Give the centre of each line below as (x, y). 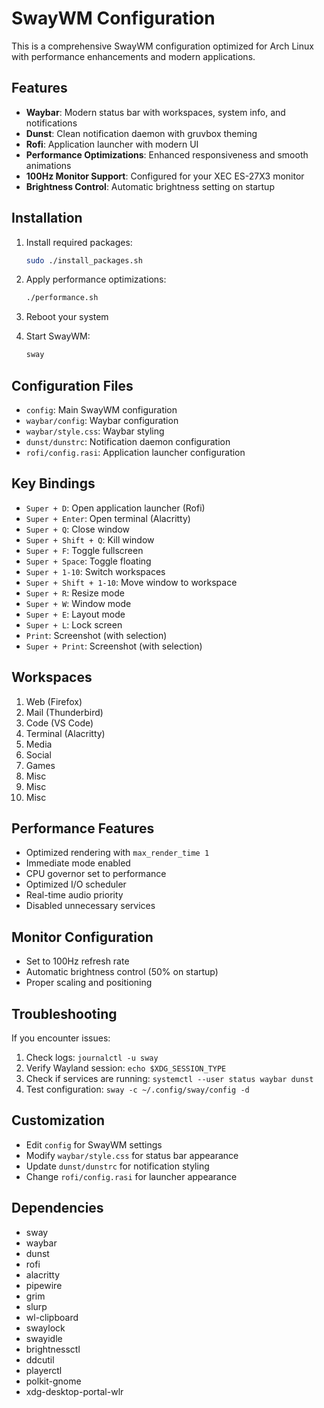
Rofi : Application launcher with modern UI (112, 144)
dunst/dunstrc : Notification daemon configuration (128, 441)
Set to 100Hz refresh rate (77, 961)
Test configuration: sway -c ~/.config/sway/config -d (137, 1089)
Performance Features (83, 828)
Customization (58, 1120)
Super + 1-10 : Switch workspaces (95, 571)
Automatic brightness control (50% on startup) (122, 972)
